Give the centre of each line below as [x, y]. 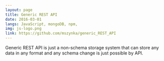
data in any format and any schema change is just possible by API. [74, 53]
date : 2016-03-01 [23, 19]
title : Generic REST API [31, 15]
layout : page [19, 10]
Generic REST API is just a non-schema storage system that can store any [82, 48]
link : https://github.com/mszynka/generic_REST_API [61, 33]
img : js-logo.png [23, 29]
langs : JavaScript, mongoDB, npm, [42, 24]
